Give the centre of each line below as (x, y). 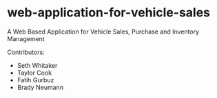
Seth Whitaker (37, 65)
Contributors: (26, 52)
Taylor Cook (34, 73)
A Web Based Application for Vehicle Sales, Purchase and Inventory (103, 32)
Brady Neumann (40, 87)
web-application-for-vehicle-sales (109, 13)
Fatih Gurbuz (35, 79)
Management (26, 38)
